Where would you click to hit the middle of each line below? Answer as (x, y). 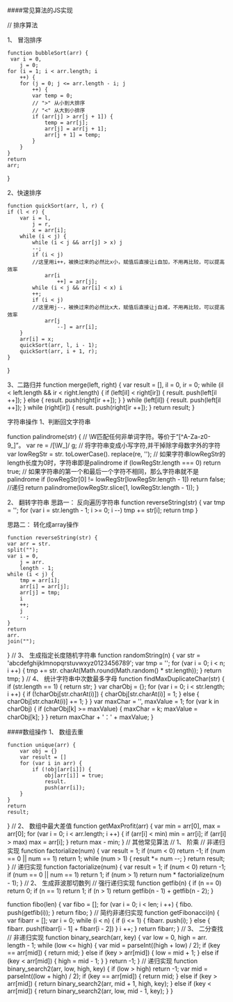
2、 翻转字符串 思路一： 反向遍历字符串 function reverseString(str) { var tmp (116, 502)
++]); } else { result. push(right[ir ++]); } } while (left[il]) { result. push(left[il (114, 400)
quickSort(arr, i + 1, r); (59, 351)
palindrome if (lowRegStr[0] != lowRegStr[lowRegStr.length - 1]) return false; (116, 479)
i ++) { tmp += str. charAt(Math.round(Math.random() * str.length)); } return (114, 670)
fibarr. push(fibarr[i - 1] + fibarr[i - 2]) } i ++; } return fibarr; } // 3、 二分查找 (115, 928)
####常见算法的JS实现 (40, 10)
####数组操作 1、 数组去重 (46, 732)
